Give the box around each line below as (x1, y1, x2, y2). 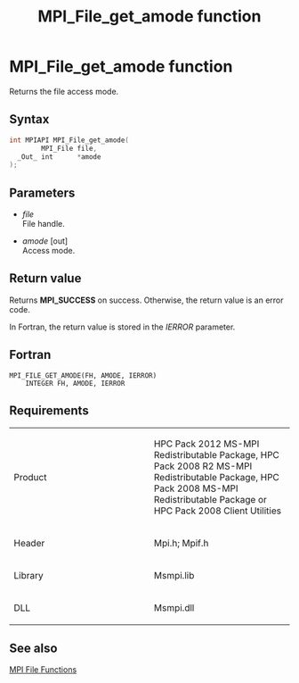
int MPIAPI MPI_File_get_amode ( (9, 136, 129, 145)
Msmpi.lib (154, 569, 195, 581)
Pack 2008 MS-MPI (154, 482, 238, 495)
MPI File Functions (9, 664, 77, 675)
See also (9, 640, 58, 655)
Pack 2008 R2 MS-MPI (154, 460, 253, 472)
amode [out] (21, 236, 69, 246)
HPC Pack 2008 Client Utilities (154, 504, 282, 517)
